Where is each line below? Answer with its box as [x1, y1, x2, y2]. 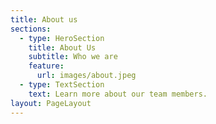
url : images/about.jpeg [36, 71, 137, 81]
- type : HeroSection [19, 33, 105, 43]
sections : [10, 24, 52, 34]
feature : [28, 61, 65, 71]
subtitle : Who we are [28, 52, 118, 62]
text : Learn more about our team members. [28, 89, 208, 99]
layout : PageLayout [10, 98, 92, 108]
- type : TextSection [19, 80, 105, 90]
